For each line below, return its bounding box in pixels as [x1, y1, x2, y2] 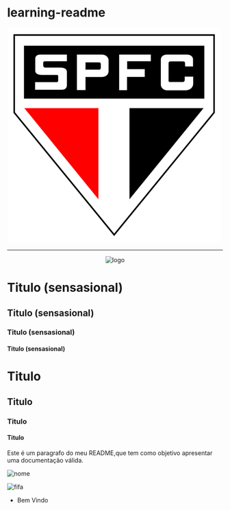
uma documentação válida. [7, 456, 84, 464]
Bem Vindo [16, 496, 49, 504]
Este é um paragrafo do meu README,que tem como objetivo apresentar [7, 448, 213, 457]
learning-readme [7, 5, 106, 21]
